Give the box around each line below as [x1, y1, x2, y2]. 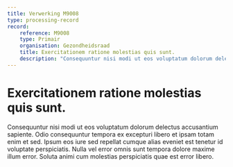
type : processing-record [7, 17, 79, 24]
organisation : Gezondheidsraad [19, 42, 110, 49]
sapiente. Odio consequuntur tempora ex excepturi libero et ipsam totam [7, 130, 215, 139]
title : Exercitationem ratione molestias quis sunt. [19, 49, 175, 56]
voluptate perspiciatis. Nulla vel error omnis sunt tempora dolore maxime [7, 145, 215, 153]
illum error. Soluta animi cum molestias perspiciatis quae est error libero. [7, 152, 214, 160]
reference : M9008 [19, 29, 70, 37]
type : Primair [19, 36, 60, 43]
